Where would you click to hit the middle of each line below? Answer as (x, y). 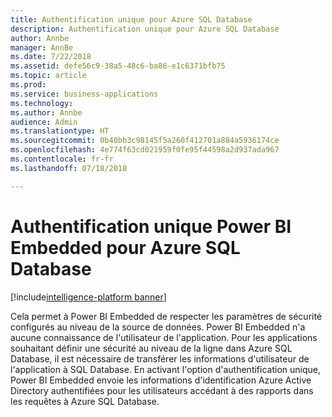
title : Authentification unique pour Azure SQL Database (131, 19)
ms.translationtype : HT (60, 131)
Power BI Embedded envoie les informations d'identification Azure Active (161, 380)
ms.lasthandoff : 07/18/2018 (69, 168)
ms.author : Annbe (46, 112)
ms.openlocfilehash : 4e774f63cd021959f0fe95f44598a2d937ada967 (145, 150)
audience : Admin (44, 122)
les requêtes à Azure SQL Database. (85, 401)
